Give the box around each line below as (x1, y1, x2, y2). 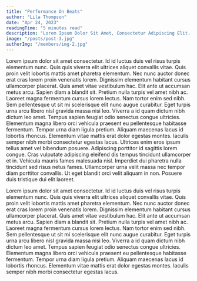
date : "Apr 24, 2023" (6, 19, 59, 25)
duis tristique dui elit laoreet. (6, 175, 75, 182)
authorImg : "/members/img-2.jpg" (6, 42, 88, 48)
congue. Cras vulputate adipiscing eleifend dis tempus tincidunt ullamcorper (6, 151, 191, 158)
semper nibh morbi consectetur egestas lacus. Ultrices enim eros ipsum (6, 138, 181, 145)
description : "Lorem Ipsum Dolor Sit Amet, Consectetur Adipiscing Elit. (6, 31, 191, 36)
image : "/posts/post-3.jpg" (6, 36, 75, 42)
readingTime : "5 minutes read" (6, 25, 83, 31)
